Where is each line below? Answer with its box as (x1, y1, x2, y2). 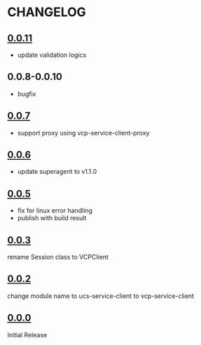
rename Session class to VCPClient (7, 253, 109, 262)
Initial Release (7, 330, 48, 339)
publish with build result (17, 214, 87, 222)
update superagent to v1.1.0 (17, 168, 97, 176)
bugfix (17, 89, 36, 98)
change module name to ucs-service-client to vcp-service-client (7, 292, 195, 300)
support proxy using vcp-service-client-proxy (17, 128, 150, 137)
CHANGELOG (7, 4, 86, 20)
